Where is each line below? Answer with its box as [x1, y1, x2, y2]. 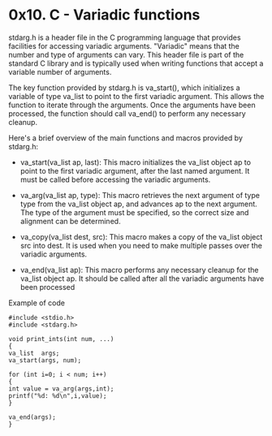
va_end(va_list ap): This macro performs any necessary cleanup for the [19, 265, 259, 274]
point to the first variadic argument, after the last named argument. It [19, 166, 250, 175]
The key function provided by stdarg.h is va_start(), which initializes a [8, 83, 241, 93]
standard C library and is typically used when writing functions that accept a [8, 58, 264, 68]
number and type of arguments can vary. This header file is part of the [8, 50, 244, 59]
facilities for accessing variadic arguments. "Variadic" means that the [8, 41, 240, 50]
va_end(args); [8, 412, 57, 421]
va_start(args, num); [8, 356, 82, 365]
